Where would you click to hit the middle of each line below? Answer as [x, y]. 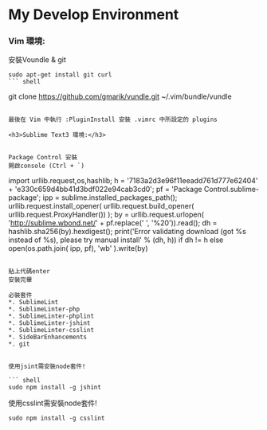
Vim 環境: [27, 41]
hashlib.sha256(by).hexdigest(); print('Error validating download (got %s [128, 232]
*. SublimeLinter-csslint [51, 330]
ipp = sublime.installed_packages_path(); [110, 197]
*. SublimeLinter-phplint [51, 316]
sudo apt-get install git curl [60, 75]
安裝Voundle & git [37, 60]
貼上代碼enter [29, 272]
